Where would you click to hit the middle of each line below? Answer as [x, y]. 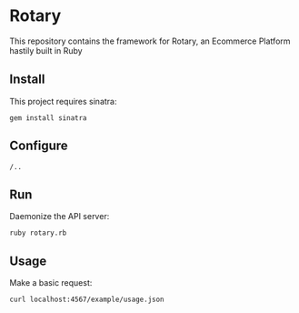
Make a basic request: [51, 283]
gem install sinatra [49, 118]
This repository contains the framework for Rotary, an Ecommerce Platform [150, 41]
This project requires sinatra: [63, 101]
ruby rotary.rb [38, 233]
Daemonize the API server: [60, 217]
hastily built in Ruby [46, 50]
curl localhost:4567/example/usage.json [87, 300]
